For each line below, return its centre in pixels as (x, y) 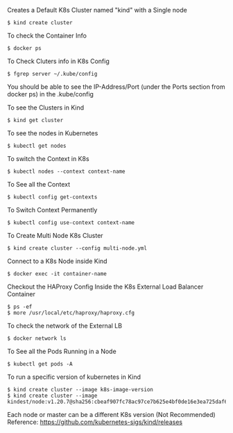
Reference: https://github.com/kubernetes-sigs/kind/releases (95, 422)
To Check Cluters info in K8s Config (58, 61)
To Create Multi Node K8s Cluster (55, 236)
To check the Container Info (47, 35)
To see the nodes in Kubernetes (53, 133)
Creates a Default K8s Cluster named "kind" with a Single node (97, 10)
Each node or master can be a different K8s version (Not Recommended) (112, 415)
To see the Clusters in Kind (46, 108)
